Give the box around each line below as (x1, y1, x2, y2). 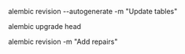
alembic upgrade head (8, 22, 81, 31)
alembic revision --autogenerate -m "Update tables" (8, 7, 178, 16)
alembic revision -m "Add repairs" (8, 37, 118, 46)
